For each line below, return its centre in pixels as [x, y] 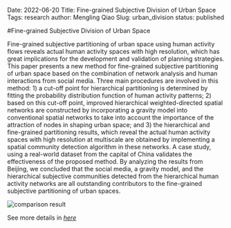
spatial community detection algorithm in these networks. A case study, [109, 147]
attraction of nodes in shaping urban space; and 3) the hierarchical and [109, 125]
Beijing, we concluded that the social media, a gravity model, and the [105, 169]
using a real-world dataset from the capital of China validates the [100, 154]
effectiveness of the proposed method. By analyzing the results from [105, 161]
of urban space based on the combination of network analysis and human [112, 73]
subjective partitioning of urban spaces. [64, 191]
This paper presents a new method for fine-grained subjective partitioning [113, 66]
